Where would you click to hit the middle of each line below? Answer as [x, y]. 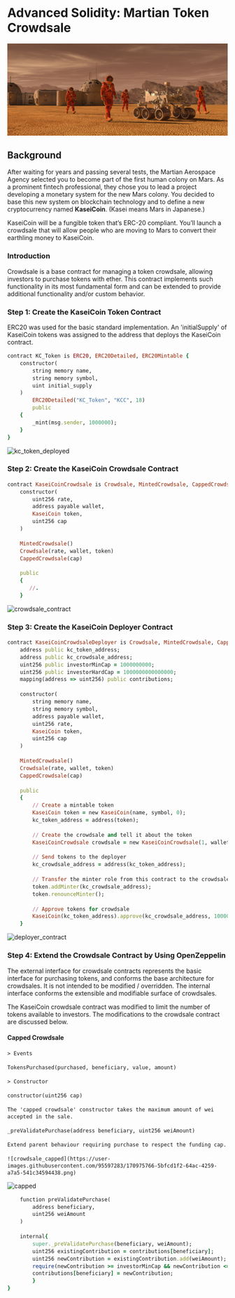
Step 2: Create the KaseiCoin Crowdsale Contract [93, 469]
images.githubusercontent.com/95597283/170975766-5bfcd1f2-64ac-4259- [112, 1166]
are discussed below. [38, 1021]
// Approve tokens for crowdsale [81, 909]
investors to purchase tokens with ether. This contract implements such [110, 279]
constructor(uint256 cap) [45, 1095]
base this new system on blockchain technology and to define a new [106, 202]
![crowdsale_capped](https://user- [59, 1159]
